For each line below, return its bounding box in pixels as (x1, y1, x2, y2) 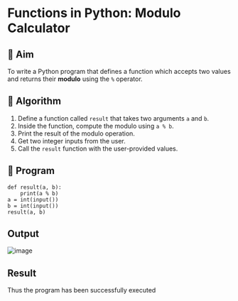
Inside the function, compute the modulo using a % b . (17, 121, 174, 130)
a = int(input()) (7, 196, 59, 203)
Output (7, 228, 39, 240)
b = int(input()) (7, 202, 59, 209)
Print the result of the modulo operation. (17, 129, 135, 138)
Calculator (7, 20, 70, 36)
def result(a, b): (7, 183, 62, 191)
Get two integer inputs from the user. (17, 136, 126, 145)
